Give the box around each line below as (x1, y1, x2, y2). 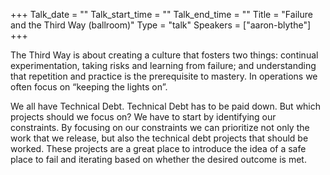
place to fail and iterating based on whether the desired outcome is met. (10, 154, 307, 165)
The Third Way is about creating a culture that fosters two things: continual (10, 49, 319, 61)
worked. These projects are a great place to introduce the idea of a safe (10, 143, 307, 154)
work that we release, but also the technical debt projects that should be (10, 132, 309, 144)
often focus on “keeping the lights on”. (10, 81, 168, 93)
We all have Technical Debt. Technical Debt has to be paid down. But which (10, 100, 322, 112)
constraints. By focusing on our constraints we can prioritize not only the (10, 122, 310, 133)
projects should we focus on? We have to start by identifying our (10, 111, 277, 123)
